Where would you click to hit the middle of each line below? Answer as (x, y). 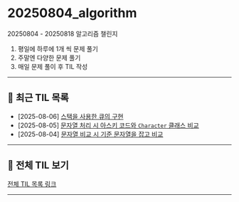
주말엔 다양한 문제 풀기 (49, 58)
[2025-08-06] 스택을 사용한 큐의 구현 (70, 116)
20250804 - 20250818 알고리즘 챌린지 (63, 33)
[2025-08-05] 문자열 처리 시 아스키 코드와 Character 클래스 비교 (108, 125)
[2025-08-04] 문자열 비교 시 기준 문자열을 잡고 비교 (90, 134)
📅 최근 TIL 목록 (38, 98)
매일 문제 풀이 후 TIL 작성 (53, 66)
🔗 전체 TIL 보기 (38, 165)
